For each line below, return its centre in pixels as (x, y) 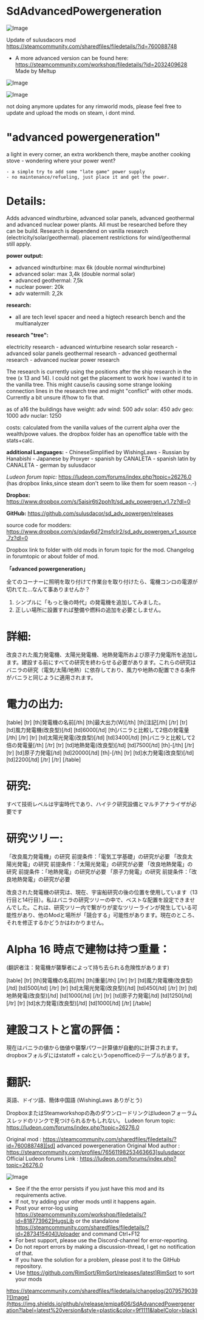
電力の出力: (35, 704)
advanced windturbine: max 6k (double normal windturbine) (90, 267)
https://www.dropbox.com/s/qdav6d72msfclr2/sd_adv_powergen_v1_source (101, 531)
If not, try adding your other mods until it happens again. (86, 1201)
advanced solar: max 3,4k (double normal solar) (75, 274)
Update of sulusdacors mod (41, 40)
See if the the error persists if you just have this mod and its (90, 1189)
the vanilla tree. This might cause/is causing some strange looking (89, 384)
